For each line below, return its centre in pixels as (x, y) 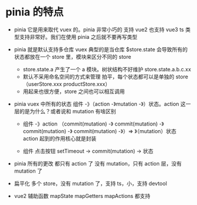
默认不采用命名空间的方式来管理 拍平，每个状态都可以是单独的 (98, 77)
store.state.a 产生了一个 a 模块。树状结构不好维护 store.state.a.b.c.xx (107, 69)
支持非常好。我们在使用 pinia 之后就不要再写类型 (78, 37)
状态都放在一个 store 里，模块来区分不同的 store (73, 57)
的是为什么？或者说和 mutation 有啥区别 (68, 111)
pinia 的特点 (35, 12)
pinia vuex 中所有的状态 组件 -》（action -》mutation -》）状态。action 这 (100, 104)
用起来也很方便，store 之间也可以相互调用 (74, 91)
